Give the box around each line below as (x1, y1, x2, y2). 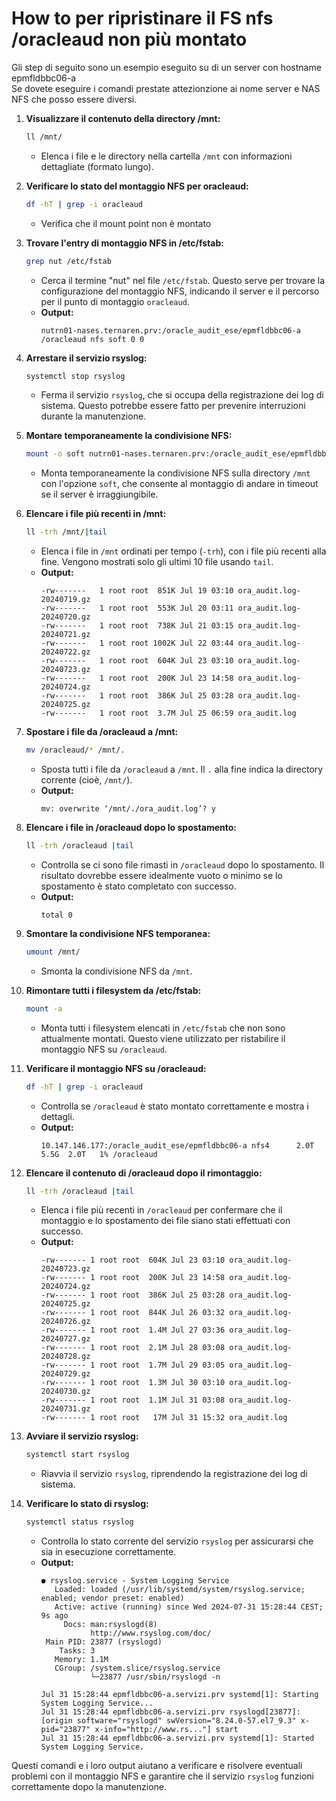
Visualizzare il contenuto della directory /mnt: (25, 112, 221, 124)
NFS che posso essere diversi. (11, 93, 138, 105)
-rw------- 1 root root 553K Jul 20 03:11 (40, 603, 234, 614)
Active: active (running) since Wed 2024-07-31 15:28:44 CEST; (54, 1602, 324, 1612)
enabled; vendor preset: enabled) (40, 1593, 185, 1604)
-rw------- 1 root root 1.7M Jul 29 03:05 (40, 1360, 226, 1371)
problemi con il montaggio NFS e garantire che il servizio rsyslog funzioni (11, 1770, 314, 1782)
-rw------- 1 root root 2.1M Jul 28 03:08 (40, 1343, 226, 1353)
